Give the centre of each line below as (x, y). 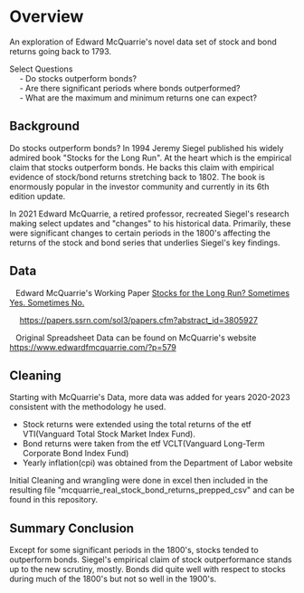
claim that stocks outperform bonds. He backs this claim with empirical (142, 167)
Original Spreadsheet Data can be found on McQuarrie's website (136, 338)
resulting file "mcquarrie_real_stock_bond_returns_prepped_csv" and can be (152, 490)
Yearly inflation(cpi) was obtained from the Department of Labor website (157, 463)
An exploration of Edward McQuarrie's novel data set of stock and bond (143, 42)
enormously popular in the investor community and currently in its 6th (139, 187)
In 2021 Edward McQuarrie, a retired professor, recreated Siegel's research (149, 214)
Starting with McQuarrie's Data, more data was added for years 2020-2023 (150, 397)
